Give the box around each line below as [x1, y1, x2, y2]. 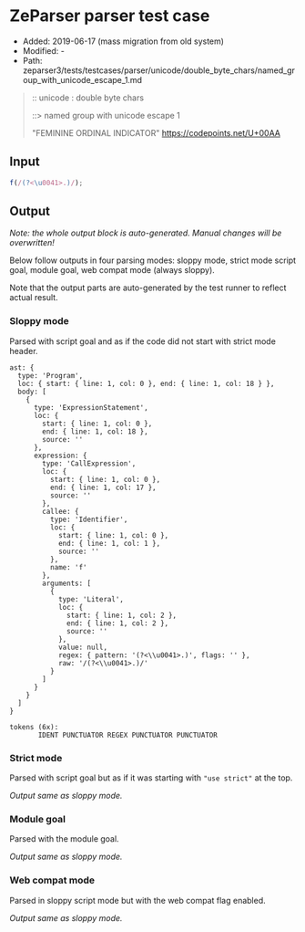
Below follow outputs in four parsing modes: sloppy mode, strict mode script [9, 255, 297, 266]
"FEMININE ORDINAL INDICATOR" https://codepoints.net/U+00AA [31, 127, 280, 138]
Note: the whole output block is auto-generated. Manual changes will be [9, 227, 282, 238]
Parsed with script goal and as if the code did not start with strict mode [9, 335, 276, 347]
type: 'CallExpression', [42, 458, 137, 468]
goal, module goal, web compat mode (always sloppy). [9, 265, 216, 276]
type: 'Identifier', [49, 515, 128, 524]
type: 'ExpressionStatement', [33, 403, 148, 412]
